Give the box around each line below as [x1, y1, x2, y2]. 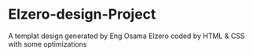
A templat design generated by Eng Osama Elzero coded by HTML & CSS [8, 31, 245, 40]
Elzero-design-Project [8, 5, 156, 23]
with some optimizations [8, 39, 88, 48]
